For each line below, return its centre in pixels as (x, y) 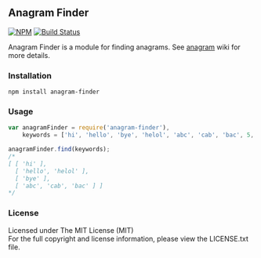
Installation (30, 75)
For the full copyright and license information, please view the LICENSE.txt (129, 238)
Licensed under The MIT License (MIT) (71, 230)
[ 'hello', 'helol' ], (52, 171)
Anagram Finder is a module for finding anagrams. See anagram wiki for (124, 47)
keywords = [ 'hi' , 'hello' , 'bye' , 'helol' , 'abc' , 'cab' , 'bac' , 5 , (138, 135)
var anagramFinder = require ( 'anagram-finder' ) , (89, 128)
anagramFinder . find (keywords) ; (59, 149)
